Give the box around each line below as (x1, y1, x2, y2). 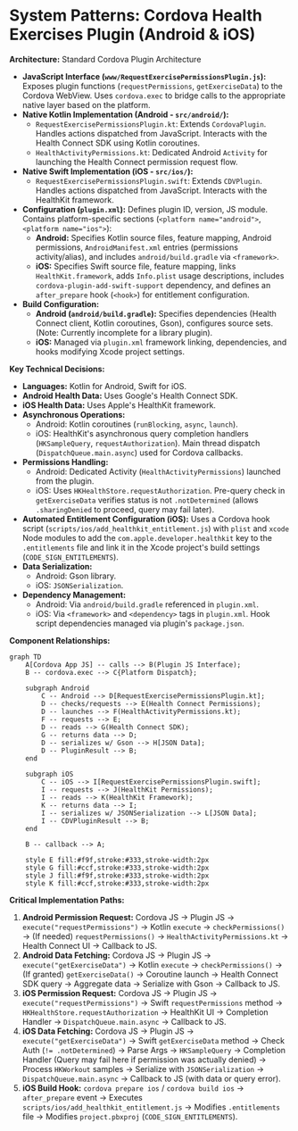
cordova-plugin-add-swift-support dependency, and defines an (35, 279, 271, 290)
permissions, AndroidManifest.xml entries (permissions (35, 242, 239, 253)
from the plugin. (35, 475, 95, 486)
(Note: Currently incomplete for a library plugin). (35, 327, 213, 337)
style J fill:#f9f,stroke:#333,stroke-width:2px (25, 871, 210, 880)
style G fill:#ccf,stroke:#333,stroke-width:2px (25, 863, 210, 872)
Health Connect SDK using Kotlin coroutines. (35, 137, 201, 148)
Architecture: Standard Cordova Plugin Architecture (9, 54, 202, 64)
